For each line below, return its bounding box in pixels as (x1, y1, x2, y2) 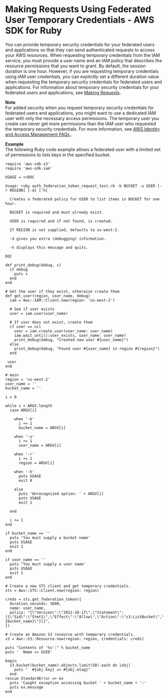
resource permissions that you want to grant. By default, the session (5, 63, 146, 69)
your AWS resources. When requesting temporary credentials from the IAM (5, 52, 160, 58)
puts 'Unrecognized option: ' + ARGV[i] (18, 491, 104, 496)
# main (5, 372, 19, 377)
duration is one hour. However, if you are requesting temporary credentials (5, 68, 159, 74)
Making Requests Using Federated (5, 4, 151, 15)
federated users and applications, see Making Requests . (5, 89, 121, 95)
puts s (14, 271, 28, 276)
